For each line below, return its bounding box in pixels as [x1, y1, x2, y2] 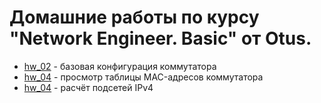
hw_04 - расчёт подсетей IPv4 [23, 81, 154, 93]
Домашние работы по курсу [9, 6, 260, 29]
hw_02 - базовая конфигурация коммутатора [23, 60, 217, 72]
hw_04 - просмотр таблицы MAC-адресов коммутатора [23, 71, 264, 83]
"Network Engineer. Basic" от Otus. [9, 27, 312, 50]
